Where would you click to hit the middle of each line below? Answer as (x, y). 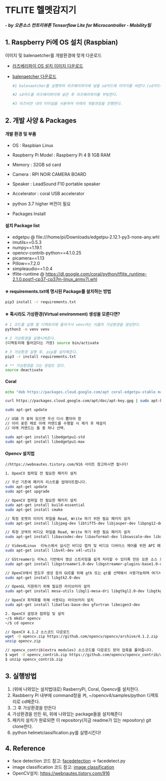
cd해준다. (31, 702)
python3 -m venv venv (27, 329)
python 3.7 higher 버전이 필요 (41, 204)
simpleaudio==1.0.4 (32, 269)
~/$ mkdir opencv (23, 618)
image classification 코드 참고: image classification (63, 767)
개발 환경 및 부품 (21, 134)
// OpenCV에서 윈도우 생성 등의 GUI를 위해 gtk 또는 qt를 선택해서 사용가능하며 (77, 573)
